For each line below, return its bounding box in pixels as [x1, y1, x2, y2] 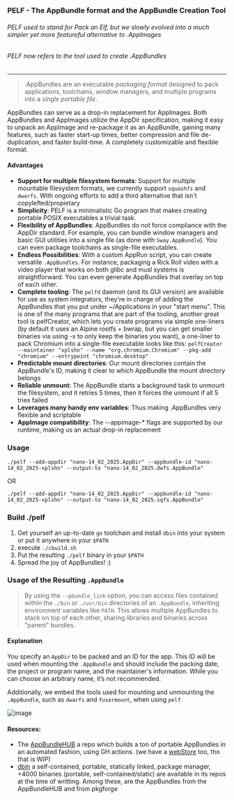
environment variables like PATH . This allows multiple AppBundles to [24, 606, 218, 614]
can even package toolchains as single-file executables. [17, 243, 179, 251]
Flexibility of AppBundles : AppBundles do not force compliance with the [17, 221, 227, 229]
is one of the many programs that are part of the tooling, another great [17, 309, 219, 318]
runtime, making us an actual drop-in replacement [17, 425, 162, 434]
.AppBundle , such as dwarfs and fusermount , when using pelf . [7, 696, 183, 704]
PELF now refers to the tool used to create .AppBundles [7, 52, 167, 61]
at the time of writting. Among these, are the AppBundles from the [17, 777, 208, 785]
